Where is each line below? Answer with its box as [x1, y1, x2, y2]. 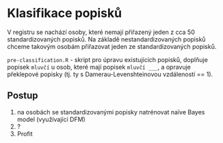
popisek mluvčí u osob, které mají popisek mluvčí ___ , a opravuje [7, 63, 192, 71]
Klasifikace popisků [7, 5, 122, 21]
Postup [7, 90, 39, 101]
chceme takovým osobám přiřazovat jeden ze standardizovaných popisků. [7, 42, 217, 50]
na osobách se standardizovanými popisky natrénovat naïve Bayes [16, 108, 205, 116]
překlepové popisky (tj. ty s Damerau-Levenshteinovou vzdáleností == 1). [7, 70, 213, 78]
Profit [16, 129, 33, 138]
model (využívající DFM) [16, 115, 86, 123]
